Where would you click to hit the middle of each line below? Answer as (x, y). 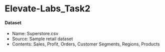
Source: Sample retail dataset (42, 39)
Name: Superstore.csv (35, 34)
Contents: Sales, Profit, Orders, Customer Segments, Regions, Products (86, 44)
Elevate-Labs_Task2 (48, 9)
